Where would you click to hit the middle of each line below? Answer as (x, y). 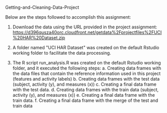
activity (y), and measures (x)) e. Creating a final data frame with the (84, 95)
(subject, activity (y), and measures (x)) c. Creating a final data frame (84, 84)
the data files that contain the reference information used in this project (87, 73)
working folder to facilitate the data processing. (62, 53)
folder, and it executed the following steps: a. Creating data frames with (87, 68)
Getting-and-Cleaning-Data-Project (42, 7)
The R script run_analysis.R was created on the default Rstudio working (87, 63)
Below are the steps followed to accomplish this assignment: (68, 17)
